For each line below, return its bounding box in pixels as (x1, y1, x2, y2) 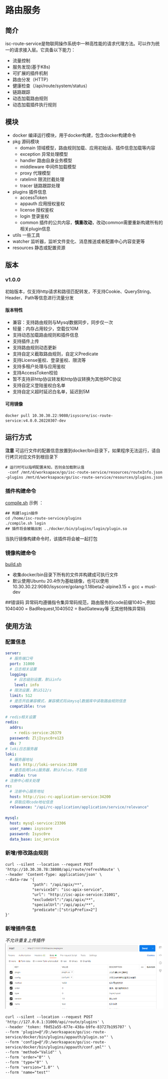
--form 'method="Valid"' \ (5, 1049, 62, 1055)
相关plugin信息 (20, 225, 51, 232)
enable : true (10, 773, 37, 778)
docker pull (5, 413, 30, 418)
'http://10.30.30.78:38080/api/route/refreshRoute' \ (5, 867, 120, 872)
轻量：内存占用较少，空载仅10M (12, 326, 79, 332)
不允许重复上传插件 (5, 937, 45, 943)
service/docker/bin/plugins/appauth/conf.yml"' (5, 1044, 107, 1050)
